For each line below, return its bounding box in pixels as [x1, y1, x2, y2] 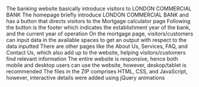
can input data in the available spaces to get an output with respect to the [6, 37, 187, 43]
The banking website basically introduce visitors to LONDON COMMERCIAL [6, 5, 192, 12]
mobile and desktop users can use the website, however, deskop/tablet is [6, 62, 186, 69]
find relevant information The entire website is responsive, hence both [6, 56, 179, 62]
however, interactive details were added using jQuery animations [6, 74, 165, 81]
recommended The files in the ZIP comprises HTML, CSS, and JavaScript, [6, 68, 188, 75]
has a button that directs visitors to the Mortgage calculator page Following [6, 18, 191, 24]
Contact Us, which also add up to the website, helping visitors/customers [6, 49, 186, 56]
